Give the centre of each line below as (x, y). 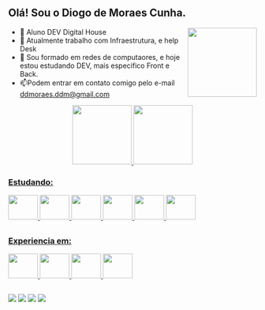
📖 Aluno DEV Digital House (63, 32)
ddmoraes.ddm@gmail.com (65, 94)
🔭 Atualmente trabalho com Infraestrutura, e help (99, 40)
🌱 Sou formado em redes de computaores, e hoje (99, 57)
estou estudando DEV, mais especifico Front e (94, 65)
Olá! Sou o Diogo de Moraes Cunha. (97, 13)
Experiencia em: (40, 241)
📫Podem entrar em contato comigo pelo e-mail (97, 83)
